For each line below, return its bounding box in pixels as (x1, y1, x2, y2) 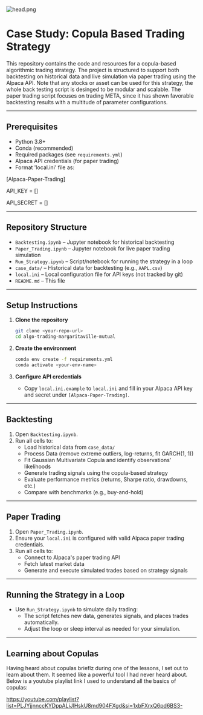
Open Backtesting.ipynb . (14, 431, 79, 438)
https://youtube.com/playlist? (6, 696, 80, 703)
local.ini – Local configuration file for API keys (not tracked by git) (14, 270, 183, 278)
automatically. (24, 619, 59, 626)
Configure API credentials (14, 373, 82, 380)
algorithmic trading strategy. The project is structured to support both (6, 66, 179, 73)
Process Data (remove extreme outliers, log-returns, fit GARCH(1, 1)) (24, 449, 194, 457)
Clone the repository (14, 316, 68, 324)
